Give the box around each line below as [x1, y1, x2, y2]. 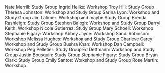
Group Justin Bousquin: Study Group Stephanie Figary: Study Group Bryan [5, 52, 158, 58]
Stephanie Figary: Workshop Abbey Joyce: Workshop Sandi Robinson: [5, 31, 149, 36]
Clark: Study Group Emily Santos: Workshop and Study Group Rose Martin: [5, 57, 159, 63]
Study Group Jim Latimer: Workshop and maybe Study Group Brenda [5, 15, 147, 20]
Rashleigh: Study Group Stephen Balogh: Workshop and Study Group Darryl [5, 20, 161, 26]
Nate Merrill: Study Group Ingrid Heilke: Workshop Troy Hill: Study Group [5, 4, 154, 10]
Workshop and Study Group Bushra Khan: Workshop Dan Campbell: [5, 41, 144, 47]
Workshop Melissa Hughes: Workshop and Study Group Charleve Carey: [5, 36, 154, 42]
